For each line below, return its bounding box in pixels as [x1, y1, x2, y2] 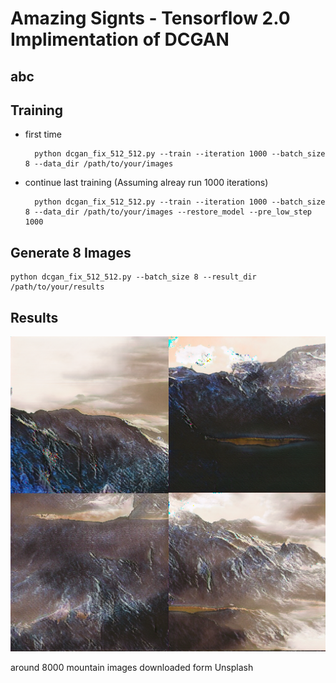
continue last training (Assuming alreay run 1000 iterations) [24, 177, 269, 189]
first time [24, 128, 62, 141]
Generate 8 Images [10, 244, 132, 261]
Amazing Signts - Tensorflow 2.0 [10, 7, 291, 30]
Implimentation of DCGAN [10, 28, 230, 51]
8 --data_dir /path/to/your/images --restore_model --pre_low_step [24, 207, 312, 217]
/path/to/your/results [10, 282, 105, 292]
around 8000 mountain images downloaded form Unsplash [10, 662, 254, 674]
